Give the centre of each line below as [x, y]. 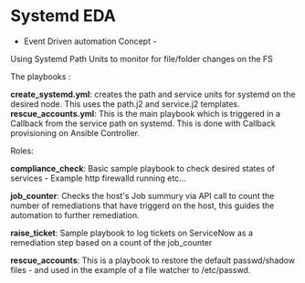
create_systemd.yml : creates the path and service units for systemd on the [153, 94]
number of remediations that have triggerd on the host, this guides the [142, 205]
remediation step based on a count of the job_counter [111, 242]
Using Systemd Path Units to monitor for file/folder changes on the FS [142, 58]
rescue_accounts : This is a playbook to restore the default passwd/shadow [153, 260]
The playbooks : [41, 76]
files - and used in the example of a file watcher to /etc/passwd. [131, 269]
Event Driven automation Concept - [90, 41]
